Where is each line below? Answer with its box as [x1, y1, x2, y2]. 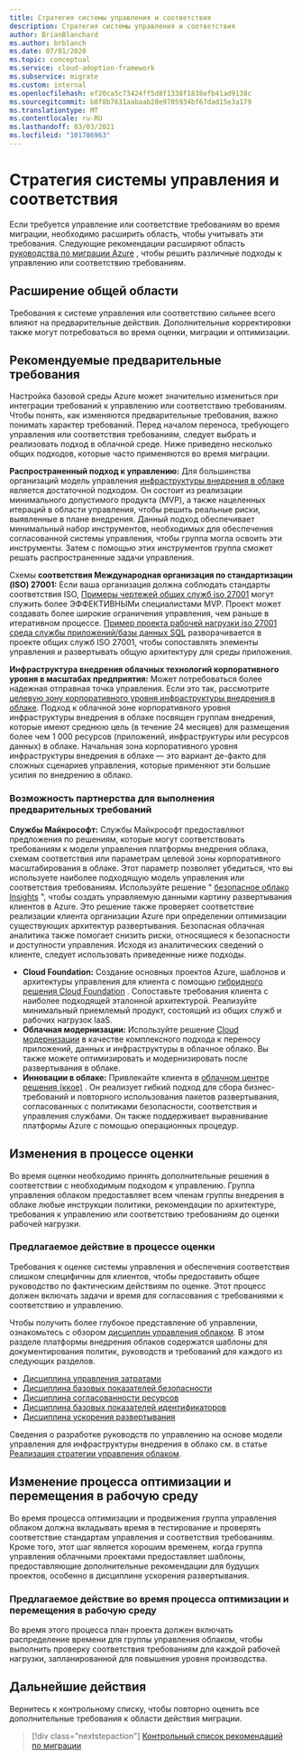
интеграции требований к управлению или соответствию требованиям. [9, 400, 288, 411]
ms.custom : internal [9, 80, 87, 89]
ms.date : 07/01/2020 [9, 47, 87, 56]
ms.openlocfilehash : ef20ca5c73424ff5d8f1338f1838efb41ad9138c [9, 89, 252, 98]
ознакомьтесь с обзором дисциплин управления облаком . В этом [9, 1326, 265, 1337]
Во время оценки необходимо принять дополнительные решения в [9, 1170, 270, 1181]
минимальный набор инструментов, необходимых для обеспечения [9, 523, 273, 534]
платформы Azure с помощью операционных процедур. [22, 1119, 239, 1130]
